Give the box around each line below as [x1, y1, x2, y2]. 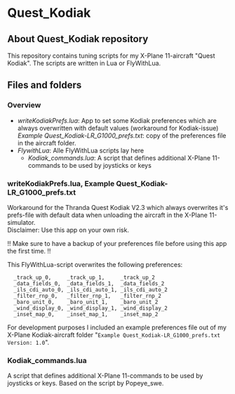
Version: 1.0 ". [7, 338, 50, 346]
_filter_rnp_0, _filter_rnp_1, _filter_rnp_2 [13, 292, 161, 299]
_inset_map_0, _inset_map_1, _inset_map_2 [13, 310, 159, 317]
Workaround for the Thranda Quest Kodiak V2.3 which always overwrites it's [7, 203, 229, 211]
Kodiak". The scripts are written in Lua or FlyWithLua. [7, 59, 161, 67]
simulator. [7, 218, 36, 226]
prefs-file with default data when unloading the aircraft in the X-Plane [7, 211, 208, 219]
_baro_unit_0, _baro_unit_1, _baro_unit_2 [13, 298, 159, 306]
